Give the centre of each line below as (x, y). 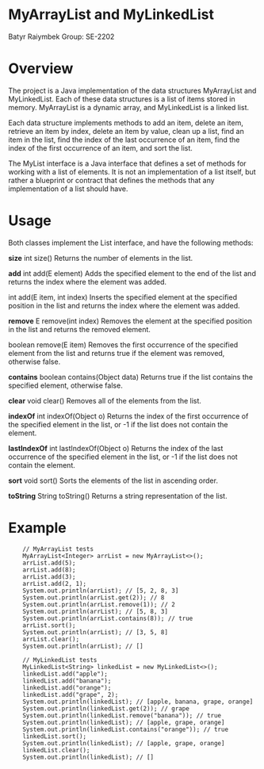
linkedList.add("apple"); (65, 674)
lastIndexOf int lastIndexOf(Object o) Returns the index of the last (116, 448)
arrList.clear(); (51, 639)
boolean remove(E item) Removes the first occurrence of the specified (123, 344)
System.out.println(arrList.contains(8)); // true (108, 618)
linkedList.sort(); (55, 736)
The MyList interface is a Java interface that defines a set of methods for (128, 163)
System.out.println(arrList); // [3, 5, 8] (96, 632)
